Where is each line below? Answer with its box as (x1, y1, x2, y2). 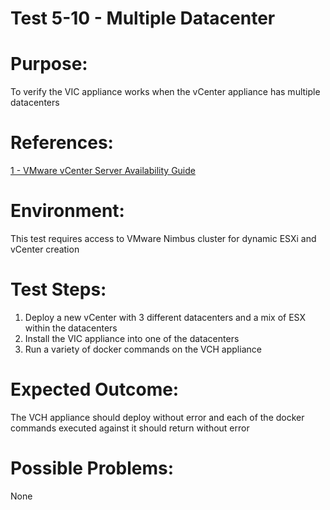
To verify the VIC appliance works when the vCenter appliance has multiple (10, 86, 321, 98)
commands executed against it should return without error (10, 422, 250, 434)
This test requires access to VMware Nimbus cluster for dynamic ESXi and (10, 233, 317, 244)
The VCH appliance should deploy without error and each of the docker (10, 411, 305, 423)
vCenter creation (10, 243, 80, 255)
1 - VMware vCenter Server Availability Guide (10, 165, 196, 177)
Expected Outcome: (10, 378, 180, 401)
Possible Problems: (10, 457, 175, 480)
